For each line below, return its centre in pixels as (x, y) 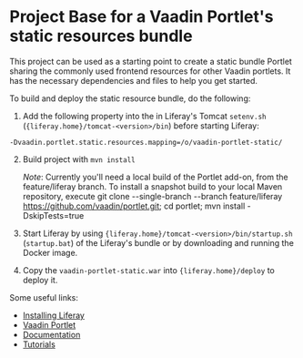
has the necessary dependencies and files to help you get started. (133, 80)
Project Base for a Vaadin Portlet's (141, 17)
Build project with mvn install (79, 159)
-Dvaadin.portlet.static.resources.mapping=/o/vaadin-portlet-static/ (146, 142)
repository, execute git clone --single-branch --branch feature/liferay (152, 196)
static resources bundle (101, 36)
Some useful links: (44, 297)
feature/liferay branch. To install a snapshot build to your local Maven (152, 186)
